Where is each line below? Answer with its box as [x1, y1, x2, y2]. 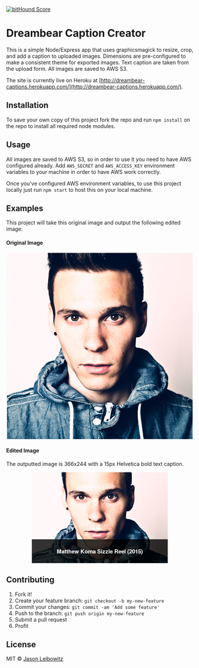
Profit [14, 622, 29, 629]
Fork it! [14, 591, 33, 598]
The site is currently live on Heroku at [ [6, 76, 102, 83]
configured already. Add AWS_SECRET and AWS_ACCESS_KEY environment [6, 161, 175, 169]
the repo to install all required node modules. [6, 122, 116, 129]
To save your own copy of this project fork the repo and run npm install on [6, 116, 191, 123]
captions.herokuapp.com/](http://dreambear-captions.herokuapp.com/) [6, 83, 182, 90]
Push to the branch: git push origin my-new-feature [14, 610, 144, 617]
